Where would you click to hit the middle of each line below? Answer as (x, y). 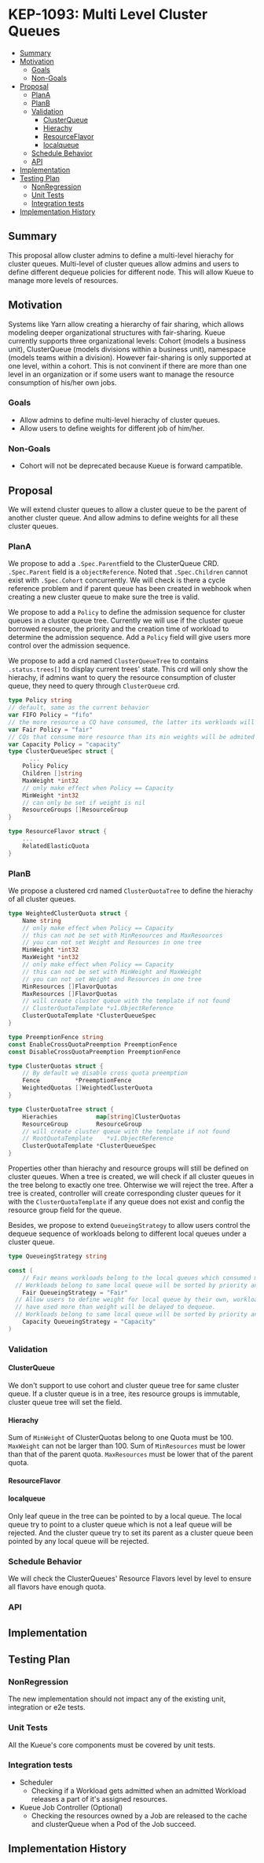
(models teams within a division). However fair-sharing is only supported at (130, 357)
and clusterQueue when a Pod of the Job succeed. (114, 1824)
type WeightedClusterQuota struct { (68, 913)
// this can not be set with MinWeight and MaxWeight (112, 972)
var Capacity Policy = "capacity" (65, 744)
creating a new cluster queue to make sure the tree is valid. (104, 597)
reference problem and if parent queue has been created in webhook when (130, 589)
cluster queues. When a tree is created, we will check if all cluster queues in (131, 1177)
